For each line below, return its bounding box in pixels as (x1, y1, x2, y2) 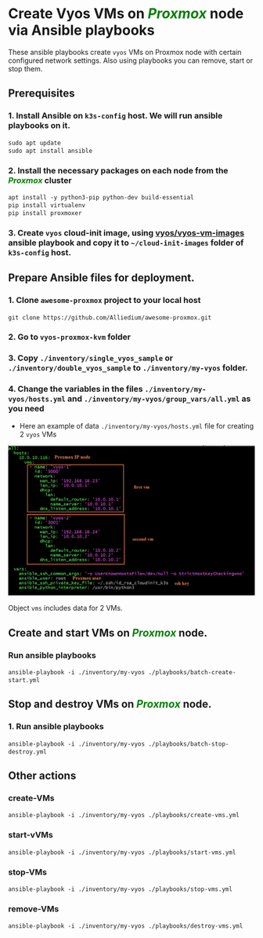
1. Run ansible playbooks (8, 721, 104, 732)
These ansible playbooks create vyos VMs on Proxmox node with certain (8, 47, 242, 57)
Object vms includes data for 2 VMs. (8, 604, 123, 613)
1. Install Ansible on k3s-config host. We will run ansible (8, 111, 223, 122)
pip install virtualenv (8, 201, 86, 209)
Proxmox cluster (8, 174, 72, 185)
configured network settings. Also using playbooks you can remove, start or (8, 56, 253, 65)
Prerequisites (8, 87, 75, 100)
